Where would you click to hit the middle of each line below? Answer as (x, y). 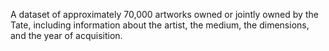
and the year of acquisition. (66, 35)
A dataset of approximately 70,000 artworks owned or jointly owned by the (164, 14)
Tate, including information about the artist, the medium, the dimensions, (160, 25)
